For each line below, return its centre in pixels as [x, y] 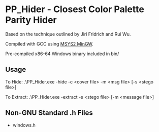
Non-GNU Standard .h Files [49, 113]
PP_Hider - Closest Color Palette [75, 9]
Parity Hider [31, 20]
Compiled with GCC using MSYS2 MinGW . [50, 43]
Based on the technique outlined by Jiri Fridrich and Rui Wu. [68, 34]
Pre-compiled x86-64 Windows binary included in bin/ [62, 54]
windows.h [24, 125]
